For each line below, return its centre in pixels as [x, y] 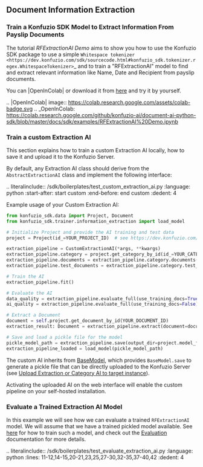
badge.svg [20, 109]
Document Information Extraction [71, 10]
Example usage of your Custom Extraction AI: [63, 204]
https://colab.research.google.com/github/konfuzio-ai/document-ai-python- [101, 115]
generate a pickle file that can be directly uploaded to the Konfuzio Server [98, 366]
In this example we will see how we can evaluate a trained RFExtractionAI [98, 420]
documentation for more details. [46, 439]
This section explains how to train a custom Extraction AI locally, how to [95, 150]
